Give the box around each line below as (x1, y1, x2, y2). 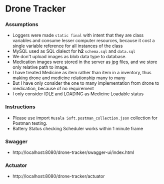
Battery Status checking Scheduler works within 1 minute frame (12, 125, 143, 131)
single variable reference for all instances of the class (12, 43, 123, 49)
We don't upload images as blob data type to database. (12, 54, 126, 60)
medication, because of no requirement (12, 86, 94, 92)
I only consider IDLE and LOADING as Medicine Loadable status (12, 91, 144, 97)
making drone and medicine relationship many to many (12, 75, 126, 81)
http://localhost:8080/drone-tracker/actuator (12, 173, 105, 179)
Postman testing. (12, 120, 47, 126)
